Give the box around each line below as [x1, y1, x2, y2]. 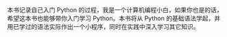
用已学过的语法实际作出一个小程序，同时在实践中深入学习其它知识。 [7, 23, 200, 30]
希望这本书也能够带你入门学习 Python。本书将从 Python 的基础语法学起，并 [7, 14, 221, 22]
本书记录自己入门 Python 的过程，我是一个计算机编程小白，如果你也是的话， [7, 6, 223, 13]
